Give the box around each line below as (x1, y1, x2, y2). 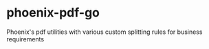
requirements (6, 35, 45, 43)
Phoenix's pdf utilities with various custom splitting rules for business (6, 28, 203, 36)
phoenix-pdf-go (6, 5, 100, 21)
